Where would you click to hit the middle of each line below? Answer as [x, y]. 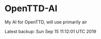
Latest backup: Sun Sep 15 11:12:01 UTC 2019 [50, 31]
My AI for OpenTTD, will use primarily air [46, 22]
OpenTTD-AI [31, 9]
